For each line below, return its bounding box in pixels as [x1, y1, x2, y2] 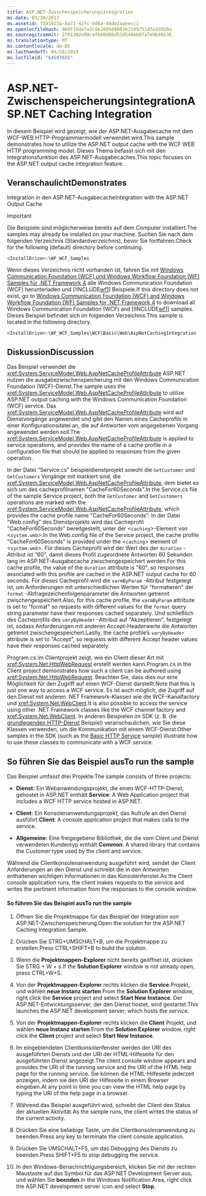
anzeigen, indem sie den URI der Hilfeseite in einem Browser [15, 1076, 169, 1084]
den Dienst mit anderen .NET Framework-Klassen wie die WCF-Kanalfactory [7, 693, 200, 701]
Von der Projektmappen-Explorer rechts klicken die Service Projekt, [15, 981, 190, 989]
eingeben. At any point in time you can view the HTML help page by [15, 1083, 186, 1091]
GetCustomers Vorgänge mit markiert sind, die [7, 473, 121, 480]
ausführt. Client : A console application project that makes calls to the [15, 816, 189, 823]
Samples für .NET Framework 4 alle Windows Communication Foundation [7, 280, 193, 287]
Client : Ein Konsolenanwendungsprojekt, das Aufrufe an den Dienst [15, 810, 186, 817]
